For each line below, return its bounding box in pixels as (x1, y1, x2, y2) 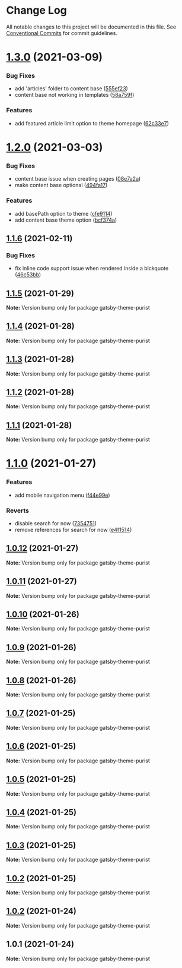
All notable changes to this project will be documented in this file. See (6, 23, 177, 30)
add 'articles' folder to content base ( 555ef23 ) (14, 85, 129, 92)
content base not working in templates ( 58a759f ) (14, 92, 135, 99)
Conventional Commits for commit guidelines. (6, 29, 117, 36)
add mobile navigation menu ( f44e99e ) (14, 491, 111, 499)
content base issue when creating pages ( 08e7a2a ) (14, 175, 141, 182)
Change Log (6, 4, 67, 17)
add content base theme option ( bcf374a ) (14, 216, 117, 223)
